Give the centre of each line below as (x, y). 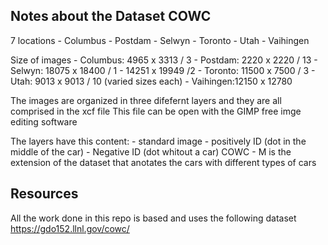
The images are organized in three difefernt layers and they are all (146, 100)
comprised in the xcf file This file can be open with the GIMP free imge (156, 111)
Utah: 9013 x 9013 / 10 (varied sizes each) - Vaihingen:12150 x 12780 (151, 81)
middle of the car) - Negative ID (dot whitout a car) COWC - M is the (151, 151)
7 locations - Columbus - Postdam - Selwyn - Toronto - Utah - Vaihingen (160, 40)
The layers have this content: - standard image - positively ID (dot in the (158, 141)
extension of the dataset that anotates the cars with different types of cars (163, 162)
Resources (44, 194)
